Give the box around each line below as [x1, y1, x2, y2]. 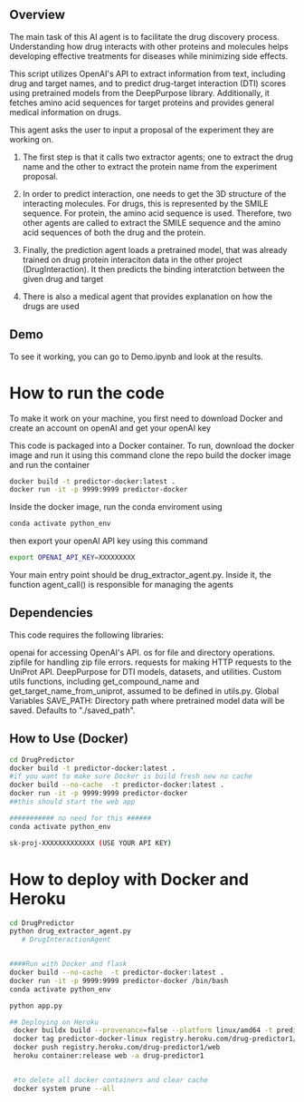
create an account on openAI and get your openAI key [9, 422, 211, 434]
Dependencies [9, 605, 93, 620]
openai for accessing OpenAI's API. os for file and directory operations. [9, 647, 276, 658]
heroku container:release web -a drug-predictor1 [13, 1051, 204, 1060]
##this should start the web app [9, 797, 136, 806]
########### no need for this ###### [9, 814, 152, 823]
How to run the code [9, 383, 165, 403]
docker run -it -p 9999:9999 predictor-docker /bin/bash [9, 976, 229, 985]
